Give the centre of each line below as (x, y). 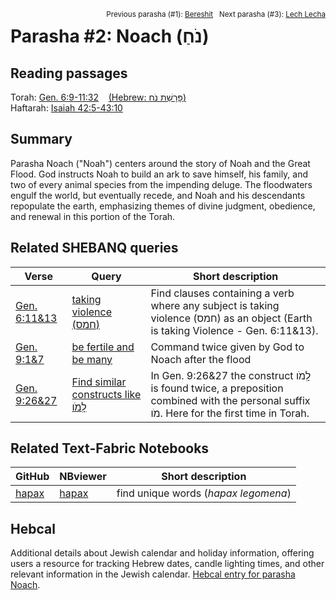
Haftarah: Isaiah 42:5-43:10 (66, 108)
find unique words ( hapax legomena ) (204, 493)
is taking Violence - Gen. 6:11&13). (234, 330)
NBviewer (83, 477)
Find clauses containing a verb (222, 293)
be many (92, 359)
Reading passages (69, 73)
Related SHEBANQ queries (94, 248)
